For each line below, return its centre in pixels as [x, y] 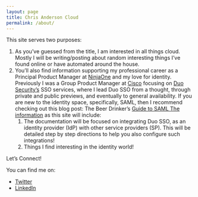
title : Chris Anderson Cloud [42, 17]
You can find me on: [31, 170]
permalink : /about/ [30, 23]
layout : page [22, 12]
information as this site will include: [58, 115]
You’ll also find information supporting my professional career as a [96, 71]
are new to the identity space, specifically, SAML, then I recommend [99, 102]
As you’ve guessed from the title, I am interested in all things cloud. [98, 51]
